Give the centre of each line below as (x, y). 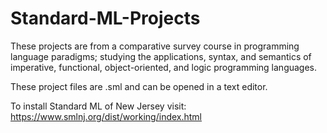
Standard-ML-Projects (105, 18)
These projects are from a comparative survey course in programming (155, 46)
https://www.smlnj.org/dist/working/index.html (106, 116)
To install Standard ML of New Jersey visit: (98, 106)
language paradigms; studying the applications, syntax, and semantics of (161, 56)
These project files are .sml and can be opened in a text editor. (139, 86)
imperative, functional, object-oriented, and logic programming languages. (164, 67)
